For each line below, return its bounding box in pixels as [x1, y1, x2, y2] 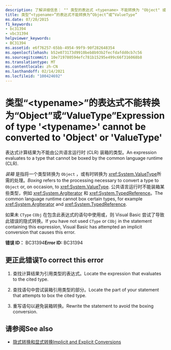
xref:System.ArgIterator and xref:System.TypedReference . [5, 201, 127, 207]
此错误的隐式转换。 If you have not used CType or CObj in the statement [5, 218, 152, 224]
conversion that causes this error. [5, 229, 76, 235]
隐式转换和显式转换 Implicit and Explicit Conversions [12, 339, 121, 345]
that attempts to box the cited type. [12, 292, 87, 298]
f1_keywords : [5, 21, 33, 27]
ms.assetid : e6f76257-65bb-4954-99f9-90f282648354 [5, 45, 115, 50]
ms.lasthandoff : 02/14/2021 [5, 69, 65, 74]
